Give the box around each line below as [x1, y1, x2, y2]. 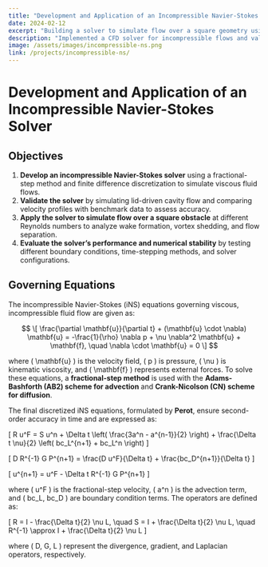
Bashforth [8, 381, 42, 391]
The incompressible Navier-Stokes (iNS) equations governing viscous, [8, 299, 239, 309]
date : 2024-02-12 [8, 19, 66, 27]
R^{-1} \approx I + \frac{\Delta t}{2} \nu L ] [8, 525, 148, 535]
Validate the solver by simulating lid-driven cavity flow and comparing [19, 196, 253, 205]
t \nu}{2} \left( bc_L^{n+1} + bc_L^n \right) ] [8, 437, 149, 448]
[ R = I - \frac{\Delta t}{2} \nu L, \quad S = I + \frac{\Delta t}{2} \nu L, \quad [8, 517, 255, 526]
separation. [19, 230, 57, 239]
